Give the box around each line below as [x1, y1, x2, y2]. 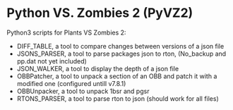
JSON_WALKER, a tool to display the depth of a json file [16, 64, 179, 73]
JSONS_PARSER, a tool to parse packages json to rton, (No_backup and [16, 49, 227, 58]
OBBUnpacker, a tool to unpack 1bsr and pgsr [16, 87, 150, 95]
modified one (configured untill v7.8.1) [16, 79, 126, 87]
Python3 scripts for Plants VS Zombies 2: [6, 28, 126, 37]
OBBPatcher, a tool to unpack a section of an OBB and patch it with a [16, 72, 217, 80]
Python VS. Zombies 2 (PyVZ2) [6, 5, 193, 21]
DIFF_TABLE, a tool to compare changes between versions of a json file [16, 42, 225, 50]
